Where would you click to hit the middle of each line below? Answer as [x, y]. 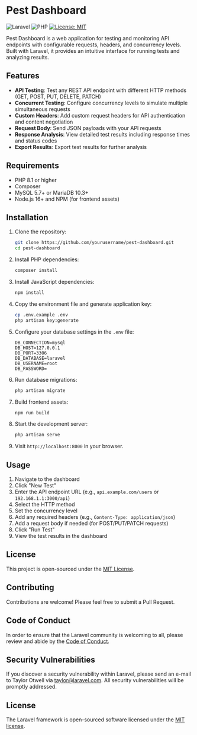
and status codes [36, 141]
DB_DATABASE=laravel [40, 358]
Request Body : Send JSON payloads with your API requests [88, 128]
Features [23, 76]
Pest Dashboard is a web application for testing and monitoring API [88, 38]
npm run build [32, 413]
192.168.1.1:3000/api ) [42, 498]
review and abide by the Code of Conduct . [58, 641]
